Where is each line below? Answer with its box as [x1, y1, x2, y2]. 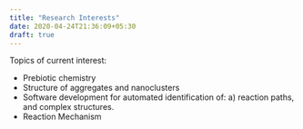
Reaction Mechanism [22, 111, 102, 123]
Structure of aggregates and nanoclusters [22, 83, 180, 94]
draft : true [9, 30, 55, 39]
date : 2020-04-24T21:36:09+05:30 [9, 22, 136, 31]
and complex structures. [22, 102, 115, 113]
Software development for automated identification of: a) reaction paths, [22, 92, 295, 103]
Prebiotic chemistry [22, 73, 96, 84]
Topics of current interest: [9, 55, 107, 66]
